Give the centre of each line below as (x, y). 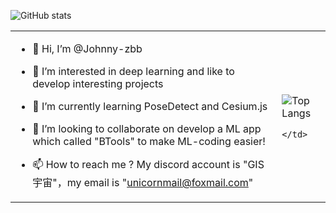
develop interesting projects (98, 83)
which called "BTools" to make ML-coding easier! (149, 141)
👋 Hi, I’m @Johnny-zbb (87, 48)
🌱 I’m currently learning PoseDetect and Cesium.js (150, 106)
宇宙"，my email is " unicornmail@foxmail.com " (143, 182)
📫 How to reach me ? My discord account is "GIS (148, 164)
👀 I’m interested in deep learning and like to (133, 71)
